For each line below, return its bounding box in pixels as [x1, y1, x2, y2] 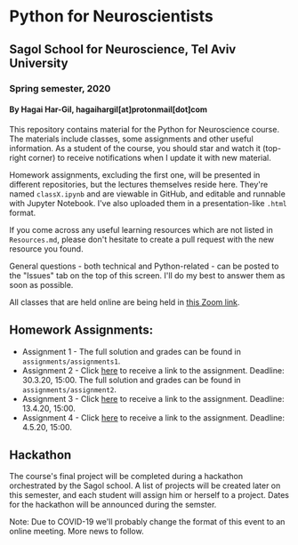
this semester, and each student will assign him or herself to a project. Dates [9, 490, 289, 501]
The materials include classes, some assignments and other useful [9, 133, 254, 144]
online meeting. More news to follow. [9, 526, 144, 537]
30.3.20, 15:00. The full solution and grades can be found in [21, 374, 242, 385]
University [9, 55, 68, 70]
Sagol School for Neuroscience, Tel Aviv [9, 42, 237, 57]
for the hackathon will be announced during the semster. [9, 500, 217, 510]
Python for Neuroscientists [9, 6, 213, 27]
